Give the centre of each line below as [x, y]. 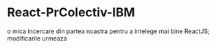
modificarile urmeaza [37, 38]
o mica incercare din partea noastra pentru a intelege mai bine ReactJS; [109, 31]
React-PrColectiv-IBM [71, 13]
